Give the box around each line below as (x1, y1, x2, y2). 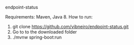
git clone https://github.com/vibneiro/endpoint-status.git (12, 23, 129, 29)
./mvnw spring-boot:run (12, 34, 62, 40)
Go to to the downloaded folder (12, 29, 77, 34)
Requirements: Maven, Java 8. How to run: (5, 14, 93, 19)
